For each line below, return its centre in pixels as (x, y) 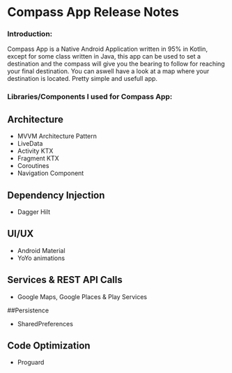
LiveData (30, 144)
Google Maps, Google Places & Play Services (82, 296)
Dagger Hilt (34, 212)
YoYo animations (41, 258)
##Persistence (28, 310)
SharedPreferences (45, 323)
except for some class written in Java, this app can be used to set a (104, 56)
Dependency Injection (56, 195)
